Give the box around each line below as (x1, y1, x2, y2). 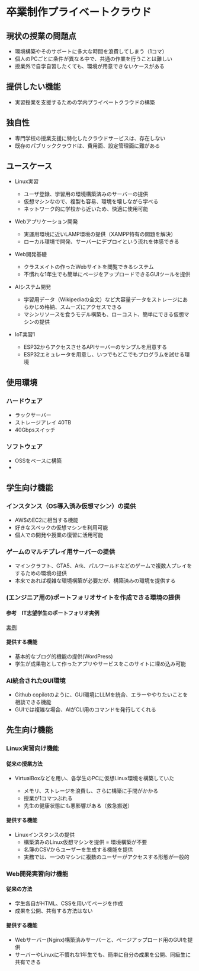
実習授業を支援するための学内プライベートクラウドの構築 (14, 99, 155, 106)
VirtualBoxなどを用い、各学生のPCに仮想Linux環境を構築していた (14, 774, 175, 781)
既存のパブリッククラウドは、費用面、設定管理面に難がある (14, 142, 161, 149)
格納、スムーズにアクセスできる (44, 304, 122, 311)
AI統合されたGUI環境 (6, 676, 66, 685)
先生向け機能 (6, 725, 53, 735)
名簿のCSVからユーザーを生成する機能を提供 (23, 846, 133, 853)
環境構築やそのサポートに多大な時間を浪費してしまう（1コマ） (14, 48, 168, 55)
